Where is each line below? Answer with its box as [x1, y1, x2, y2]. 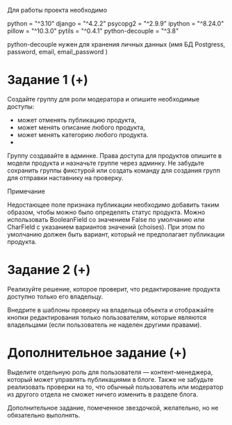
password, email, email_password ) [7, 48, 108, 56]
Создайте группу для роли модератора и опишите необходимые [7, 95, 200, 103]
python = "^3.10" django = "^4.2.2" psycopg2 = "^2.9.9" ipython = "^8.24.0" [7, 19, 224, 27]
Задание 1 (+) [7, 72, 89, 88]
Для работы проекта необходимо [7, 6, 108, 14]
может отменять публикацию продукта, [17, 115, 137, 124]
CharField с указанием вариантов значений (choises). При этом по [7, 223, 205, 231]
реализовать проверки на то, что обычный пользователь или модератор [7, 383, 224, 391]
